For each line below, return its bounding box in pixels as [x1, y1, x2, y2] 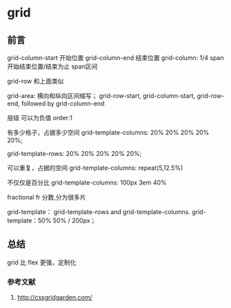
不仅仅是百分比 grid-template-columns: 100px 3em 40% [7, 178, 167, 186]
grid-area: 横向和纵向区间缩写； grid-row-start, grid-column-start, [7, 92, 196, 99]
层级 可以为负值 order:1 [7, 114, 73, 122]
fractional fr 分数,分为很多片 [7, 193, 86, 201]
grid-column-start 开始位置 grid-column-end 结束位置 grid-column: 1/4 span [7, 54, 224, 61]
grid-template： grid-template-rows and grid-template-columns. [7, 208, 191, 215]
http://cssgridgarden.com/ [17, 293, 92, 302]
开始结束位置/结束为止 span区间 [7, 62, 98, 70]
